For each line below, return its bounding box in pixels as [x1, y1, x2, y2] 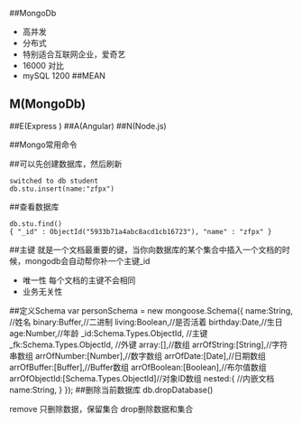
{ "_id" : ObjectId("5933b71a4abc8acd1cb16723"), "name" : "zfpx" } [9, 227, 272, 236]
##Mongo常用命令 [9, 139, 78, 150]
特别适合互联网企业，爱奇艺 [22, 49, 126, 60]
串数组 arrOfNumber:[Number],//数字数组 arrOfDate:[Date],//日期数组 [9, 350, 266, 361]
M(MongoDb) [9, 97, 87, 112]
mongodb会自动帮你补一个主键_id [24, 255, 151, 266]
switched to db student [9, 176, 99, 185]
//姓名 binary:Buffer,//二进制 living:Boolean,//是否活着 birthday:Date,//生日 [9, 316, 283, 327]
